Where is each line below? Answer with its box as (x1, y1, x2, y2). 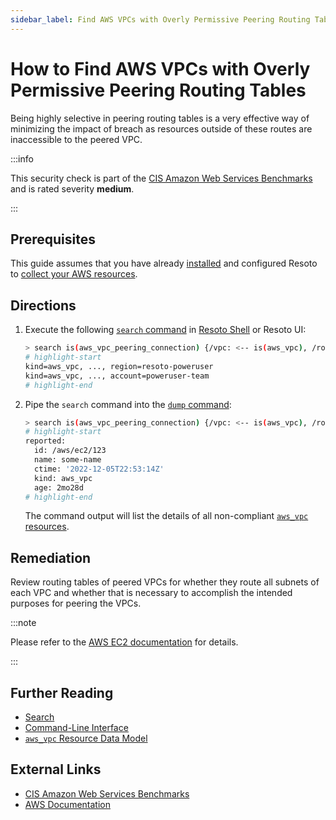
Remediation (10, 549, 92, 566)
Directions (10, 297, 77, 314)
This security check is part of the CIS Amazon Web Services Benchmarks (10, 172, 313, 184)
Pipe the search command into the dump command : (24, 398, 232, 410)
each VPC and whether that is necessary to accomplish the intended (10, 587, 293, 599)
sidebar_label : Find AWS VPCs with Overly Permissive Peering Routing (10, 14, 311, 25)
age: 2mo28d (34, 482, 84, 493)
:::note (10, 617, 37, 629)
